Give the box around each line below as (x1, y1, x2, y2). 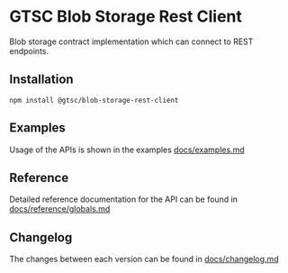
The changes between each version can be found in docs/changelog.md (9, 254, 279, 265)
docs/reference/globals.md (9, 204, 111, 214)
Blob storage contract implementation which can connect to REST (9, 36, 254, 47)
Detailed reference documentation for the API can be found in (9, 194, 238, 205)
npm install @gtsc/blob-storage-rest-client (9, 96, 179, 105)
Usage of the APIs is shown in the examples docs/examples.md (9, 144, 245, 155)
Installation (9, 72, 74, 87)
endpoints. (9, 45, 49, 56)
